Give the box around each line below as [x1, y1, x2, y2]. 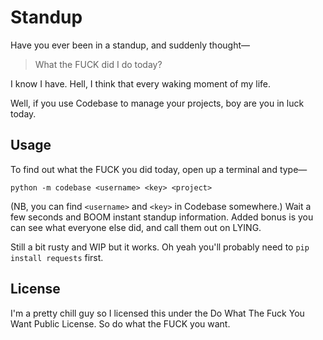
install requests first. [10, 251, 104, 263]
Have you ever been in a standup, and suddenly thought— [10, 39, 251, 51]
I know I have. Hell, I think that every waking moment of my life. [10, 77, 272, 90]
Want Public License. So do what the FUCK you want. [10, 317, 231, 330]
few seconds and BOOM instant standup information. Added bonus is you [10, 211, 314, 223]
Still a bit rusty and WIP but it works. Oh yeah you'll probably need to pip [10, 241, 310, 253]
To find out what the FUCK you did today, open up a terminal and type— [10, 163, 308, 175]
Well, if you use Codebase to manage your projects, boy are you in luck [10, 97, 305, 109]
